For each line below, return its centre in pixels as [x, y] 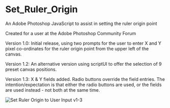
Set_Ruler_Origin [42, 9]
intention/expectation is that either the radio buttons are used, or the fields [83, 85]
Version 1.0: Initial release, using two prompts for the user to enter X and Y [83, 43]
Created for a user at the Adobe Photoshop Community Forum [71, 33]
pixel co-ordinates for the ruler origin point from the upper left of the [77, 48]
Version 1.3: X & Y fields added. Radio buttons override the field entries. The [85, 79]
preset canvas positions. [31, 69]
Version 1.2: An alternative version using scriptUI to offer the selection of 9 [83, 64]
